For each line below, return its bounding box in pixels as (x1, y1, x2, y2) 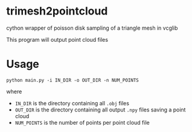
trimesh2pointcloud (6, 4, 108, 18)
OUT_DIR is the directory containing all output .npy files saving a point (14, 106, 186, 113)
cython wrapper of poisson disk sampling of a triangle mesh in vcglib (6, 24, 178, 31)
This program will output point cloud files (6, 36, 109, 43)
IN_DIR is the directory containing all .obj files (14, 99, 130, 107)
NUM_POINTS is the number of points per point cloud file (14, 119, 150, 126)
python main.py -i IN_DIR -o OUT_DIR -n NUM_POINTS (6, 77, 139, 83)
